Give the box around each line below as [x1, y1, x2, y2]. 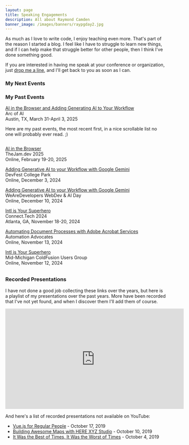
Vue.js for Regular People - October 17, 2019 [12, 423, 106, 429]
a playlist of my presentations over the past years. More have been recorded [5, 293, 166, 299]
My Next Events [5, 80, 46, 87]
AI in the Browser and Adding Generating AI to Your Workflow [5, 105, 134, 111]
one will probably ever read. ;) [5, 131, 68, 138]
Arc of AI [5, 111, 24, 117]
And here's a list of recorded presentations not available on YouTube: [5, 413, 150, 419]
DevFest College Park [5, 172, 51, 178]
